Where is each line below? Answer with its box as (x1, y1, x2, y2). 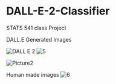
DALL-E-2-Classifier (6, 4, 110, 18)
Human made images (6, 71, 59, 78)
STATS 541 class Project (6, 24, 66, 31)
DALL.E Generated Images (6, 36, 72, 43)
